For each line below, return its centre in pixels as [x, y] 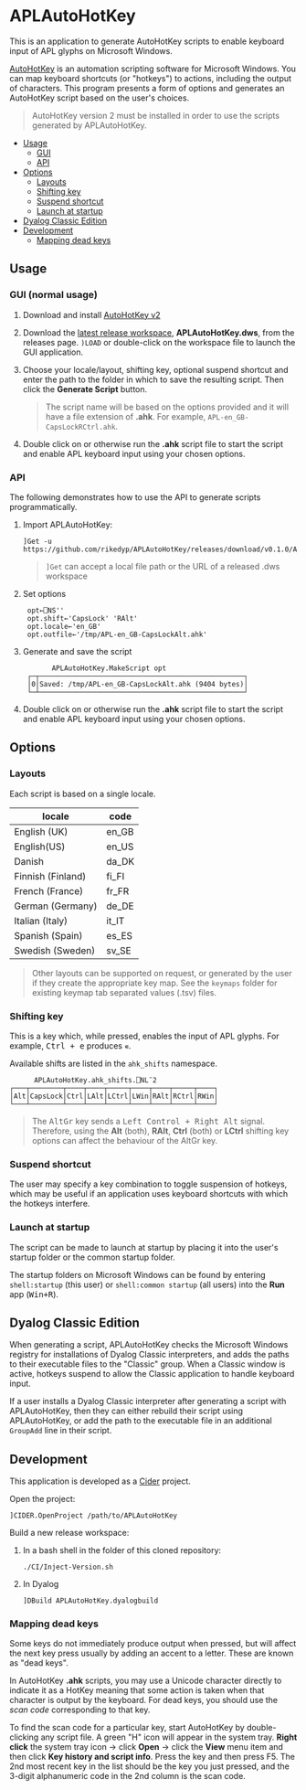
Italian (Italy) [41, 921]
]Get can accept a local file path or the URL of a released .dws [163, 566]
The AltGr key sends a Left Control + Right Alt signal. [148, 1121]
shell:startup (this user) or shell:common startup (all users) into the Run [147, 1284]
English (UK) [41, 831]
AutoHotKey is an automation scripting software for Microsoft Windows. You [153, 69]
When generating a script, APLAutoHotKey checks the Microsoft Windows [149, 1345]
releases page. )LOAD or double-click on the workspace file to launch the [159, 342]
